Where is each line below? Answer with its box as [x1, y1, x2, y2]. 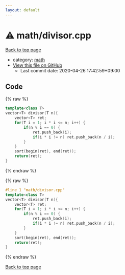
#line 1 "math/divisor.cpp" [5, 187, 65, 192]
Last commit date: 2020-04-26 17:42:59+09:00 [20, 67, 120, 73]
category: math [12, 56, 45, 63]
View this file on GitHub [12, 62, 63, 68]
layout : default [5, 7, 40, 13]
